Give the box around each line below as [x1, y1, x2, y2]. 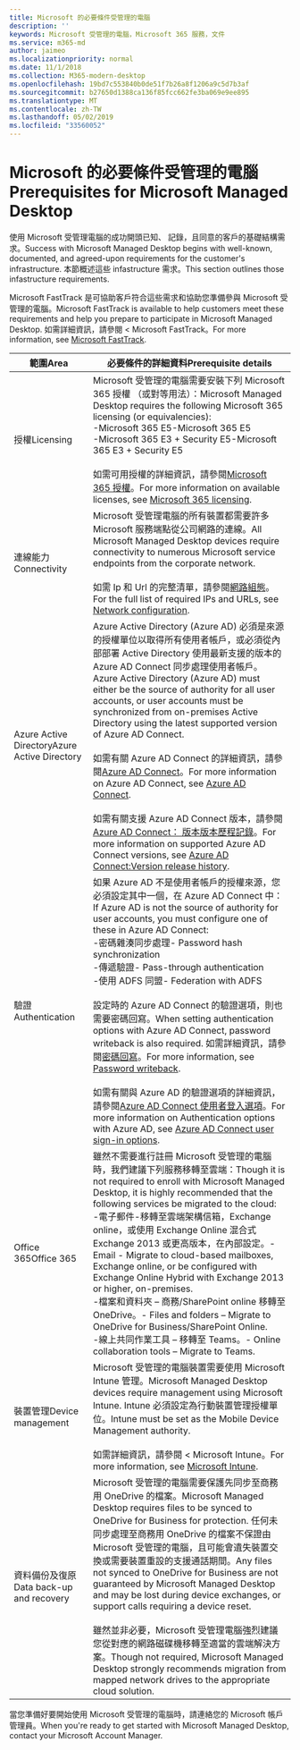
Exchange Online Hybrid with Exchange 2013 [92, 1271, 284, 1283]
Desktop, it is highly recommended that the [92, 1186, 273, 1198]
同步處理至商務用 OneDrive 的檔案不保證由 [92, 1527, 271, 1540]
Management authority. [92, 1424, 191, 1436]
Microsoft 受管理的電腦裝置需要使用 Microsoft [92, 1361, 286, 1374]
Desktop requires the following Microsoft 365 [92, 399, 284, 411]
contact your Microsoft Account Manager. [9, 1729, 163, 1740]
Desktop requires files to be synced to [92, 1501, 253, 1514]
